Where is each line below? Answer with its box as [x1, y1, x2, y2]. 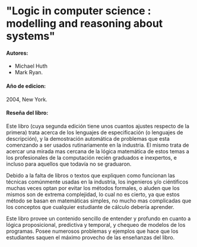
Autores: [6, 49, 28, 56]
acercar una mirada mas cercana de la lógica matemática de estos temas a [6, 147, 190, 155]
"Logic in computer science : [6, 4, 151, 18]
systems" [6, 30, 55, 43]
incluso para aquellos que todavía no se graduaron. [6, 160, 132, 167]
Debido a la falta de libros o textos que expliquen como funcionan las [6, 172, 175, 179]
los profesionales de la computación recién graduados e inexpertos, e [6, 154, 177, 161]
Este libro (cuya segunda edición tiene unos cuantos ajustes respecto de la [6, 122, 190, 129]
